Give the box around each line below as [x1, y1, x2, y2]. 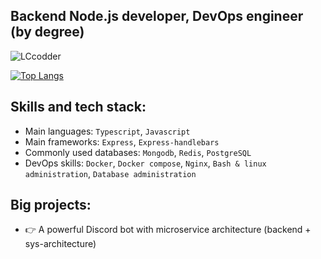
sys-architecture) [24, 238, 97, 250]
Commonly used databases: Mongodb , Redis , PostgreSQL [24, 146, 252, 158]
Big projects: [10, 197, 92, 214]
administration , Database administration [24, 167, 197, 179]
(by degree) [10, 24, 85, 41]
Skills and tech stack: [10, 99, 147, 116]
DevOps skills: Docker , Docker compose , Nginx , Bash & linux [24, 157, 267, 169]
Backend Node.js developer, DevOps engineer [10, 8, 304, 25]
